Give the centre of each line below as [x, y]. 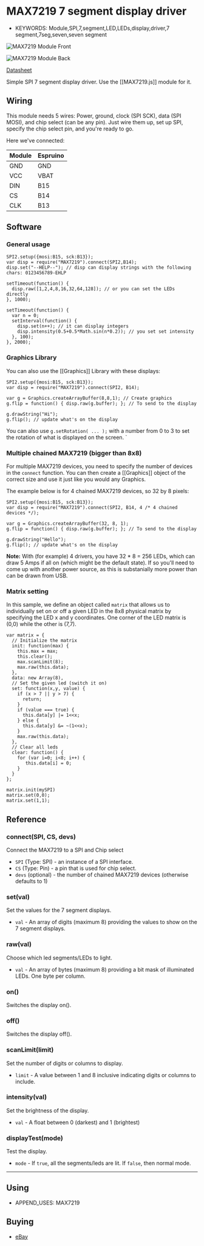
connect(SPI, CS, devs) [41, 836]
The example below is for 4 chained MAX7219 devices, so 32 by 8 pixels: [98, 491]
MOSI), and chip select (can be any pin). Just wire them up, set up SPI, [95, 122]
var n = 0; [25, 316]
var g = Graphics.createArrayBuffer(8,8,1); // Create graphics [89, 398]
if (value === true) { [46, 710]
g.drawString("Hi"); [32, 414]
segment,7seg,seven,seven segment [61, 34]
